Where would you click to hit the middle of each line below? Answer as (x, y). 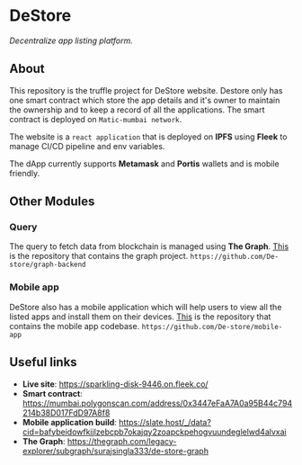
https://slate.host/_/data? (164, 422)
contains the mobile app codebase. (75, 326)
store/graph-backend (48, 265)
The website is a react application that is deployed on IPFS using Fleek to (148, 137)
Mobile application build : (69, 422)
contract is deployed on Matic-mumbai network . (96, 119)
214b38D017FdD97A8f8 (66, 412)
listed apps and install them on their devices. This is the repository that (140, 317)
